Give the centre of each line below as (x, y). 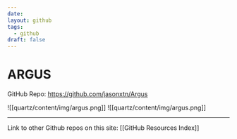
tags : (15, 27)
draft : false (26, 40)
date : (15, 14)
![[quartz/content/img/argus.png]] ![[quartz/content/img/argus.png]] (107, 108)
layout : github (30, 20)
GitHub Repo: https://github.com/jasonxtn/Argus (78, 94)
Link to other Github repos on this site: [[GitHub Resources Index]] (103, 128)
